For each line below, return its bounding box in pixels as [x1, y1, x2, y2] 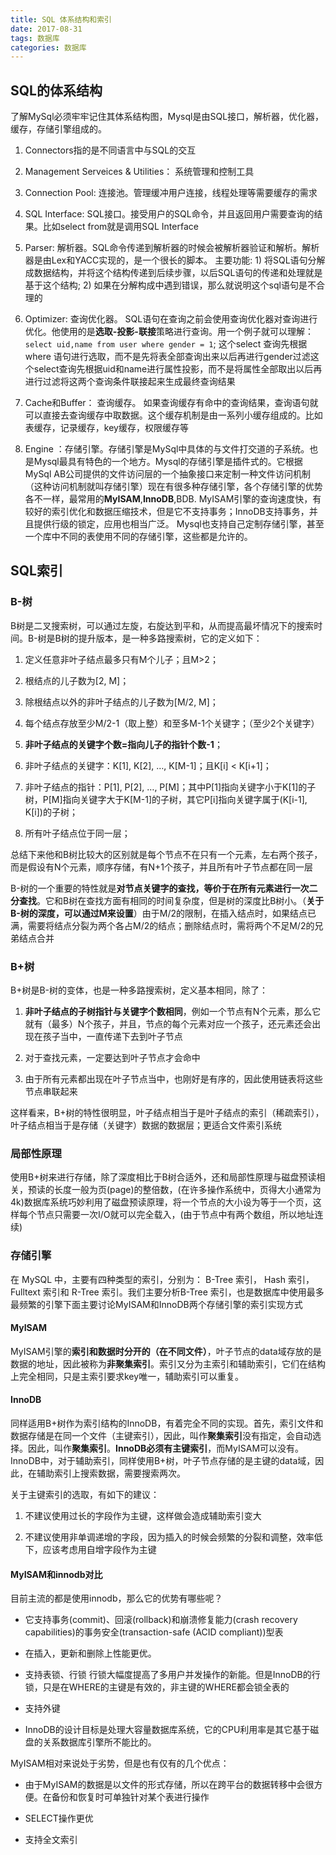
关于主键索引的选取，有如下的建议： [10, 1489, 160, 1501]
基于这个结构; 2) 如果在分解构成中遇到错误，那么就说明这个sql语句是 [24, 279, 308, 291]
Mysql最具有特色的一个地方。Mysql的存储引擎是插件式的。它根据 [33, 456, 303, 468]
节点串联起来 [24, 1086, 78, 1098]
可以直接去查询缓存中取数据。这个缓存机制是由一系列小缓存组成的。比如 [24, 409, 323, 421]
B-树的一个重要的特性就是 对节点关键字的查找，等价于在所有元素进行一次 [10, 882, 310, 894]
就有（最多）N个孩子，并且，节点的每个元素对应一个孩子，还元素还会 [24, 1018, 313, 1030]
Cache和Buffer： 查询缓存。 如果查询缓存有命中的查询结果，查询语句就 [24, 397, 319, 409]
